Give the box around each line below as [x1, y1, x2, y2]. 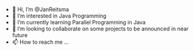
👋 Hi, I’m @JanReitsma [12, 6, 69, 13]
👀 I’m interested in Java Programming [12, 12, 107, 19]
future [12, 32, 28, 39]
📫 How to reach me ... [12, 38, 69, 46]
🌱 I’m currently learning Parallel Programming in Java [12, 19, 146, 25]
